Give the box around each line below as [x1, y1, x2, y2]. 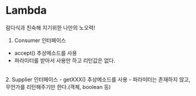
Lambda [5, 4, 47, 17]
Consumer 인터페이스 [14, 36, 67, 44]
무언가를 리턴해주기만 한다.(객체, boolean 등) [5, 83, 111, 90]
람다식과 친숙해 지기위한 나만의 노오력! [5, 24, 95, 31]
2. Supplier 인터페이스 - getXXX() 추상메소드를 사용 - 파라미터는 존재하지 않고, [5, 76, 191, 83]
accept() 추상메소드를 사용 [14, 49, 77, 57]
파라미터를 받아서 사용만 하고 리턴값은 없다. [14, 57, 116, 64]
